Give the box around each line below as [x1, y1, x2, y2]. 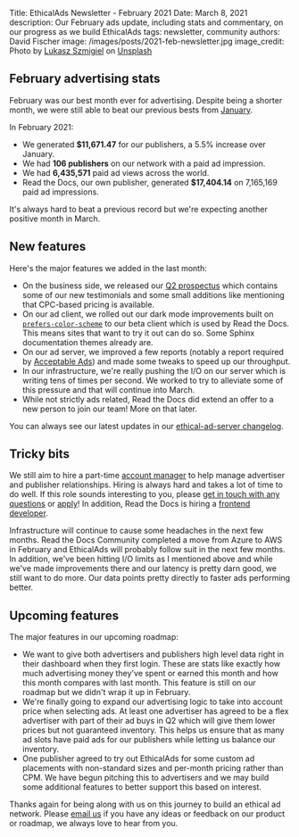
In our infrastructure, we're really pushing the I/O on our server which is [21, 365, 287, 376]
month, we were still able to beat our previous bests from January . [9, 104, 253, 115]
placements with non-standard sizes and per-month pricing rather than [21, 763, 284, 774]
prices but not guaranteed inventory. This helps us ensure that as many [21, 725, 285, 735]
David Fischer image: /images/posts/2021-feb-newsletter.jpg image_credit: [9, 36, 285, 46]
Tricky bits [9, 446, 70, 462]
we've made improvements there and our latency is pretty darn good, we [9, 563, 277, 574]
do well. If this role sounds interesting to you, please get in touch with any [9, 489, 280, 500]
